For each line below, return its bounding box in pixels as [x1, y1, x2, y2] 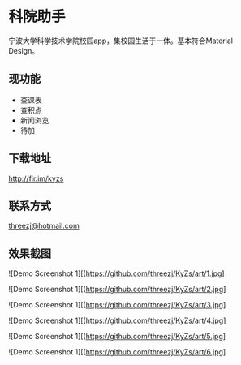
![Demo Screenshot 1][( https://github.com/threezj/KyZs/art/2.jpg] [8, 285, 226, 294]
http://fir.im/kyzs [8, 174, 64, 183]
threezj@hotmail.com [8, 221, 80, 231]
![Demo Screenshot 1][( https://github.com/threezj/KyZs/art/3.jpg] [8, 300, 226, 310]
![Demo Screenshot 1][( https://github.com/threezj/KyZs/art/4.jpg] [8, 316, 226, 325]
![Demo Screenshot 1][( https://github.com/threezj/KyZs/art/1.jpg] [8, 268, 225, 278]
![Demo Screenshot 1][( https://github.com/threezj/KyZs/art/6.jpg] [8, 347, 226, 357]
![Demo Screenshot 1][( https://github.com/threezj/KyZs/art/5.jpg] [8, 332, 226, 341]
